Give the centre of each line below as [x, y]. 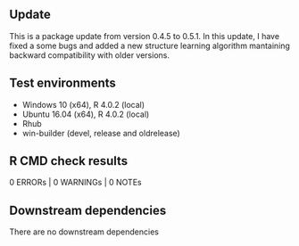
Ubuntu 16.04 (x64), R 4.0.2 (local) [86, 114]
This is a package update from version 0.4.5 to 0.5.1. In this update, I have [144, 36]
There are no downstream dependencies [84, 232]
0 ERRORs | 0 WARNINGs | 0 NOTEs [75, 183]
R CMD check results [69, 161]
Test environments [62, 83]
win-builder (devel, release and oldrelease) [101, 133]
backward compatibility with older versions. [89, 55]
